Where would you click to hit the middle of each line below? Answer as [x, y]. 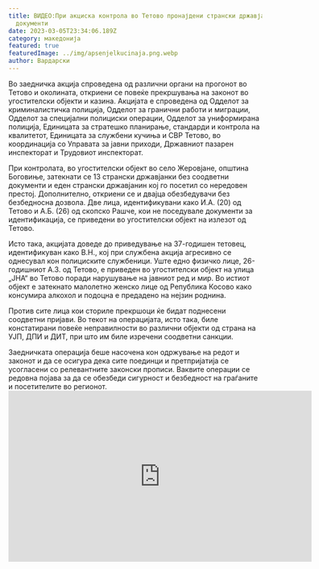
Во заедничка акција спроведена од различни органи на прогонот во [128, 84]
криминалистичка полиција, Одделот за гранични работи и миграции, [129, 109]
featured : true [34, 46]
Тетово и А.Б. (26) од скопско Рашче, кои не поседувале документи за [130, 211]
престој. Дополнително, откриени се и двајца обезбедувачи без [119, 194]
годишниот [27, 269]
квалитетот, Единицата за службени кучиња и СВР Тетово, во [115, 135]
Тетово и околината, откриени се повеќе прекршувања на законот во [128, 92]
